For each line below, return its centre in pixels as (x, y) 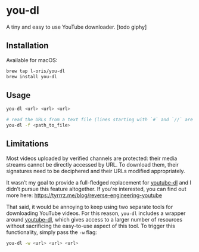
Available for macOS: (32, 60)
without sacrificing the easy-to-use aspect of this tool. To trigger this (91, 226)
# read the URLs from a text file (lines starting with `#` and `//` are (100, 120)
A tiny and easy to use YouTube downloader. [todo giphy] (77, 27)
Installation (27, 46)
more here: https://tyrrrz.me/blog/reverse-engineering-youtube (84, 195)
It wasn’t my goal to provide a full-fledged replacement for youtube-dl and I (99, 182)
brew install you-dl (32, 76)
